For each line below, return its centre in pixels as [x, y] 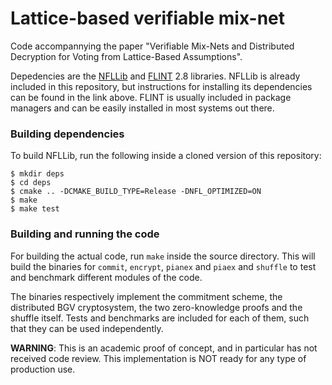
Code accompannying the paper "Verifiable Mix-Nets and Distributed [152, 46]
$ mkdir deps [37, 174]
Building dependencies [67, 134]
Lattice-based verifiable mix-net [148, 18]
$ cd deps [31, 183]
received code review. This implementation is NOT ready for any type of [158, 358]
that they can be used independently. [87, 328]
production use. [43, 369]
